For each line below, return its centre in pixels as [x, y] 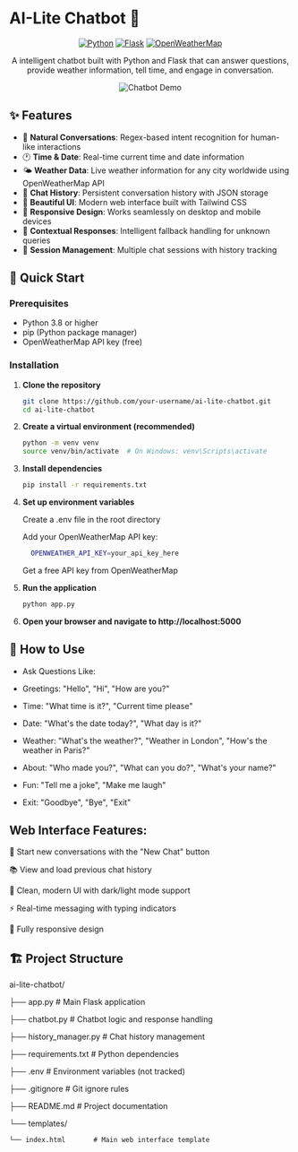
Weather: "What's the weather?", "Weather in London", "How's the [145, 741]
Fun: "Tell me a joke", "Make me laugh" [94, 784]
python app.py [48, 604]
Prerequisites [39, 304]
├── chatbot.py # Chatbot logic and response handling [111, 1019]
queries [36, 240]
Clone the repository [61, 385]
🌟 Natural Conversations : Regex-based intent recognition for [135, 137]
